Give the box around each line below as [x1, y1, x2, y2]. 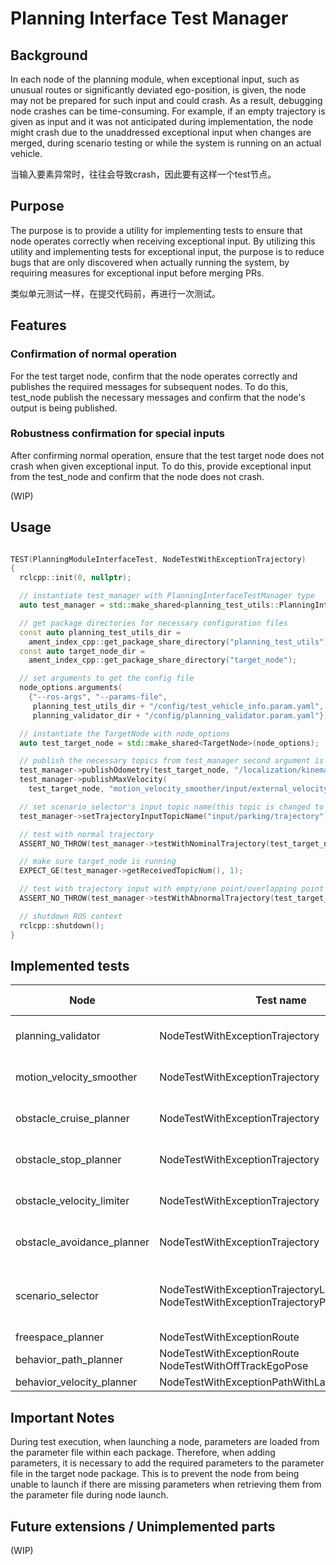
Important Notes [10, 1409, 115, 1426]
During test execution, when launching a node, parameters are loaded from [10, 1436, 320, 1448]
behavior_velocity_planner [15, 1375, 138, 1389]
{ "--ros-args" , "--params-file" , [28, 692, 168, 702]
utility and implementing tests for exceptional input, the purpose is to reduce [10, 245, 325, 257]
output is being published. [10, 402, 118, 414]
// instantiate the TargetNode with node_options [19, 728, 230, 739]
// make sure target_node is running [19, 857, 177, 867]
